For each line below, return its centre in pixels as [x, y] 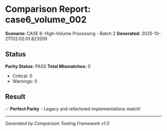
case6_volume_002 [46, 20]
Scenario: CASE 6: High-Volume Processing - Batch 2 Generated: [73, 33]
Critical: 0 [22, 76]
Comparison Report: [48, 9]
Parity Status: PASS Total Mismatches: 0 [48, 66]
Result [15, 97]
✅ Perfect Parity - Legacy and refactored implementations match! [73, 109]
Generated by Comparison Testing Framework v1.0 [57, 123]
